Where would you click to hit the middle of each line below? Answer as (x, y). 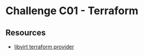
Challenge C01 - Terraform (72, 11)
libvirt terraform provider (44, 47)
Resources (26, 33)
